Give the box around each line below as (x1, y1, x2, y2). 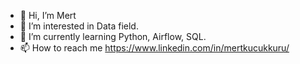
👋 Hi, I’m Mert (19, 10, 77, 21)
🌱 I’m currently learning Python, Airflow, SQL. (19, 31, 207, 42)
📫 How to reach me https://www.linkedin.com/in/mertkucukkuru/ (19, 42, 290, 54)
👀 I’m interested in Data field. (19, 20, 139, 32)
